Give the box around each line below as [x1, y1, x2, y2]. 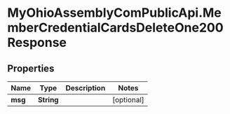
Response [7, 35, 67, 50]
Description [65, 83, 106, 92]
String [37, 95, 59, 104]
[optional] [111, 95, 145, 104]
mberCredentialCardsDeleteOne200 [7, 20, 224, 36]
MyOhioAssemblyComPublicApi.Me [7, 5, 222, 21]
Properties [7, 62, 55, 74]
